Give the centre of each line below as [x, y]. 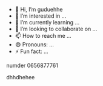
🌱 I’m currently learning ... [47, 22]
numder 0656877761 [32, 65]
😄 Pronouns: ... [35, 45]
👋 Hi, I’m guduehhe [39, 9]
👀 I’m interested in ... [41, 16]
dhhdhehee [21, 77]
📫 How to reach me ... [43, 36]
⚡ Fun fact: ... [32, 51]
